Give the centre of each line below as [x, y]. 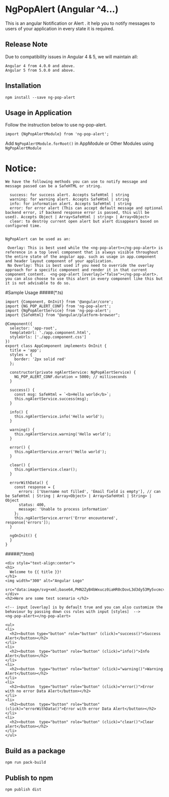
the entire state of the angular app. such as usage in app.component [81, 257]
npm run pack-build [26, 763]
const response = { [35, 487]
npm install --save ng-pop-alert [40, 97]
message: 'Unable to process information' [64, 509]
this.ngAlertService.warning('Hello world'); [63, 434]
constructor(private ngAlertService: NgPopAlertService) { [73, 373]
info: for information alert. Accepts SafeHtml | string [71, 204]
